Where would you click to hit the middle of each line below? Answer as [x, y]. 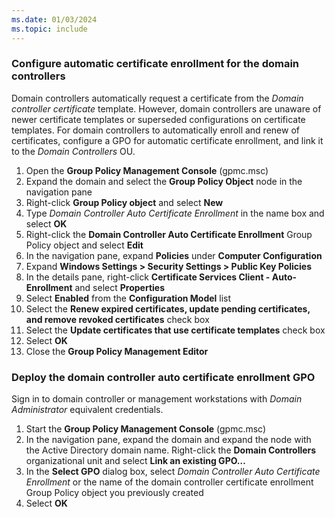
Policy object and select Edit [84, 245]
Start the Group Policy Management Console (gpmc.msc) [146, 429]
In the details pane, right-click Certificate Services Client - [148, 277]
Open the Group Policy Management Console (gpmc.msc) [147, 170]
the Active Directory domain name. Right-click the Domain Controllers [171, 450]
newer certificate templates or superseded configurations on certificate [158, 119]
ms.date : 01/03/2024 [54, 19]
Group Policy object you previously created [114, 493]
